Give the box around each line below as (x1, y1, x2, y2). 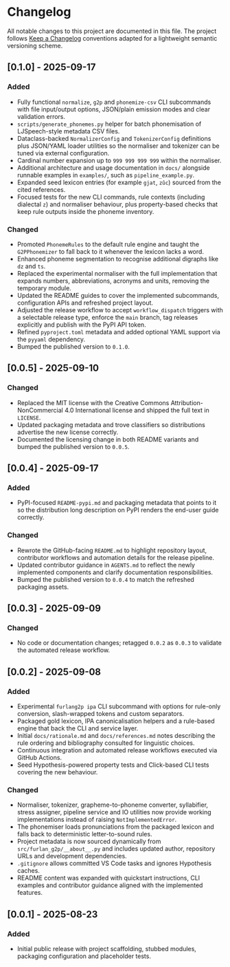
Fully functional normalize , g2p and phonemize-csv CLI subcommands (16, 98, 211, 106)
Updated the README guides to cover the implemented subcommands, (16, 291, 220, 299)
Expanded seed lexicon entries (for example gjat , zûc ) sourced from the (16, 178, 222, 186)
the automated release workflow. (16, 646, 111, 654)
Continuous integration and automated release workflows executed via (16, 746, 218, 754)
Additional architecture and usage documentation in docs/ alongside (16, 163, 211, 172)
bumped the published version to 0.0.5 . (16, 442, 130, 450)
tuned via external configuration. (16, 149, 110, 157)
